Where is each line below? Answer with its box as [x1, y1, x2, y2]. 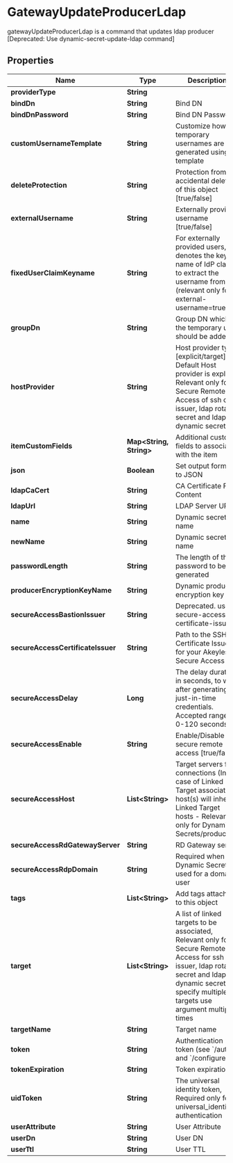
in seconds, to [175, 675, 222, 685]
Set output [175, 460, 210, 470]
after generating [175, 684, 228, 694]
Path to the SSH [175, 629, 227, 639]
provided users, [175, 241, 227, 251]
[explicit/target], [175, 351, 228, 361]
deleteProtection [10, 180, 67, 190]
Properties [7, 55, 54, 67]
